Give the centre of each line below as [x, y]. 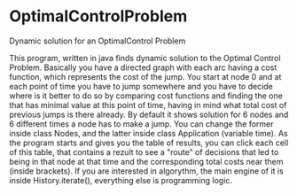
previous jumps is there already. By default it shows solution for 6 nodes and [149, 114]
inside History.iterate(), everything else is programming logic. [121, 180]
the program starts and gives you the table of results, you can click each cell [149, 143]
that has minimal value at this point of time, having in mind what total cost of [148, 105]
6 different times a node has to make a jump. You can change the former [141, 124]
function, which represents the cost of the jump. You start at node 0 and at [145, 76]
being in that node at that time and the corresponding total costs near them [146, 161]
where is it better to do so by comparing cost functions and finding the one [146, 96]
